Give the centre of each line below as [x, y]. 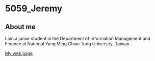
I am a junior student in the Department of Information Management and [78, 38]
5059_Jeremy [34, 9]
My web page [19, 53]
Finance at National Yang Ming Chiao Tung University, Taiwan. [68, 44]
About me [20, 27]
